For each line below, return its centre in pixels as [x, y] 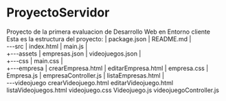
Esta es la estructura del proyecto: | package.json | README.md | [99, 38]
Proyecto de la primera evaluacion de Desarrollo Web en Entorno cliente [109, 32]
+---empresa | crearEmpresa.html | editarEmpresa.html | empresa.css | [108, 68]
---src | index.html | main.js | [47, 46]
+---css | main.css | [35, 60]
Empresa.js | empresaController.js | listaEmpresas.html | [85, 75]
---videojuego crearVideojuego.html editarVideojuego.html [90, 82]
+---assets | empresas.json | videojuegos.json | [74, 54]
